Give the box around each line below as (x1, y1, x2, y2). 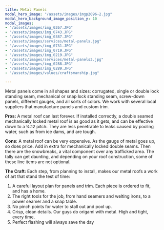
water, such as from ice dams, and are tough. (5, 129, 96, 134)
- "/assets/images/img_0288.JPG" (5, 61, 73, 66)
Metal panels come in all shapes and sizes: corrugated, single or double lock (5, 88, 159, 94)
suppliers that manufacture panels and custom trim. (5, 103, 109, 110)
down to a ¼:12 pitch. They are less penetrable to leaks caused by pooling (5, 123, 154, 129)
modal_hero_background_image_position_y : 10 (5, 16, 97, 21)
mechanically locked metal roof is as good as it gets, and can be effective (5, 118, 153, 124)
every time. (12, 214, 35, 220)
